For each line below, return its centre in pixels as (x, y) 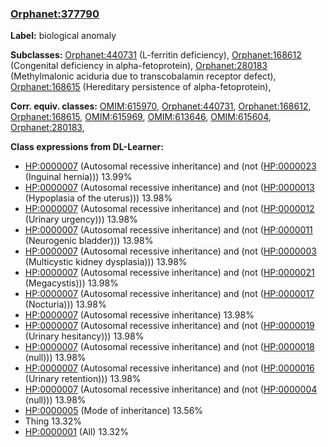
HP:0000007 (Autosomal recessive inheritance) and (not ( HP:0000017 (169, 294)
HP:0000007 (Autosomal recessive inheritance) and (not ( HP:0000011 (168, 230)
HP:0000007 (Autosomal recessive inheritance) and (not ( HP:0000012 (169, 209)
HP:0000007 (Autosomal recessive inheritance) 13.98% (139, 315)
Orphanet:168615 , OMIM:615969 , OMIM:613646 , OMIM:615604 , (141, 117)
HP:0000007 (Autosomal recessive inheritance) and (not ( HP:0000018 (169, 347)
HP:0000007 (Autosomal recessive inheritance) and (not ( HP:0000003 (170, 251)
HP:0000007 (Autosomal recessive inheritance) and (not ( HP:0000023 (170, 166)
